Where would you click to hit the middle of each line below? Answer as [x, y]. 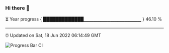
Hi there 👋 [18, 8]
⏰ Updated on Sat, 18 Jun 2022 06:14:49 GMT [53, 35]
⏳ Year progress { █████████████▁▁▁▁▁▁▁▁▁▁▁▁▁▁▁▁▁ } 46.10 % [84, 19]
